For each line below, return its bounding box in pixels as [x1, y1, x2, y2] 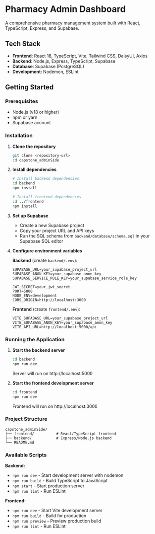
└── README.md [5, 440, 35, 445]
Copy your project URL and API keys [19, 228, 94, 233]
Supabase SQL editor [19, 238, 63, 244]
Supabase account [12, 120, 51, 126]
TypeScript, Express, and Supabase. [5, 25, 79, 31]
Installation [5, 132, 33, 139]
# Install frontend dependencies [12, 195, 82, 200]
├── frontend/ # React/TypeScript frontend [5, 431, 116, 436]
